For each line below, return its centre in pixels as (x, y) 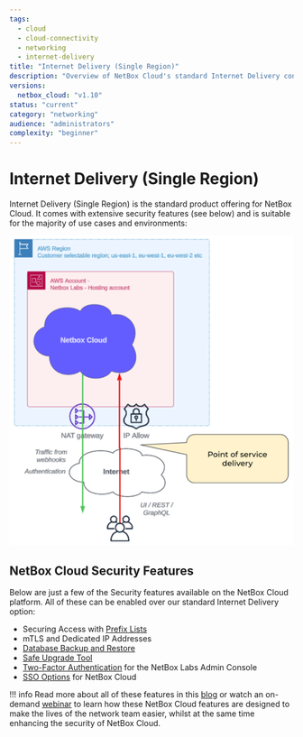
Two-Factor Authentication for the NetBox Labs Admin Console (140, 668)
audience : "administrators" (62, 124)
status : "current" (44, 105)
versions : (28, 86)
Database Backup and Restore (78, 649)
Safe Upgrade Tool (57, 658)
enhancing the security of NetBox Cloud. (85, 723)
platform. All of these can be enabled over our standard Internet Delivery (144, 602)
